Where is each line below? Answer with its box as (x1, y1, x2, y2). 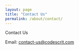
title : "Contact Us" (5, 12, 48, 17)
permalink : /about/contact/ (5, 16, 63, 21)
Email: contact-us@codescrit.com (5, 39, 74, 45)
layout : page (5, 7, 32, 12)
